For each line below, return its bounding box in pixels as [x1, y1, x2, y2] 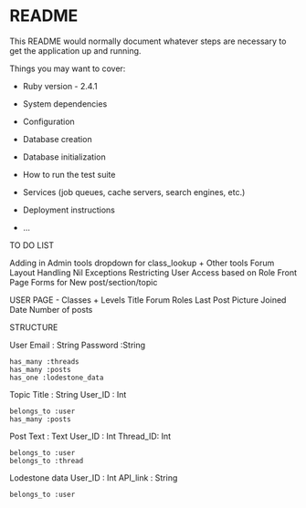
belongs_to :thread [9, 456, 84, 465]
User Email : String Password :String [9, 339, 146, 350]
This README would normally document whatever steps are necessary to [9, 36, 287, 47]
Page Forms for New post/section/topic [9, 276, 158, 287]
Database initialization [22, 151, 107, 162]
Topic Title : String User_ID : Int [9, 389, 127, 399]
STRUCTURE [9, 321, 58, 333]
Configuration [22, 116, 75, 127]
